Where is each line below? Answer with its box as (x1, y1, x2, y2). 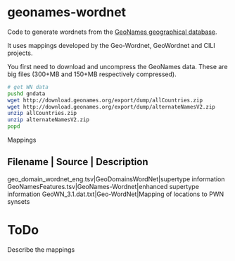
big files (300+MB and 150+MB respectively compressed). (7, 70, 177, 78)
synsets (7, 197, 30, 205)
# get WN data (7, 83, 49, 90)
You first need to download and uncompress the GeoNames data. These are (7, 62, 228, 71)
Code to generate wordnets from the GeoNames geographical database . (7, 28, 217, 36)
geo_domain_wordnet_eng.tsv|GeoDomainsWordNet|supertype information (7, 174, 225, 183)
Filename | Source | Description (7, 156, 148, 168)
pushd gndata (7, 90, 46, 97)
